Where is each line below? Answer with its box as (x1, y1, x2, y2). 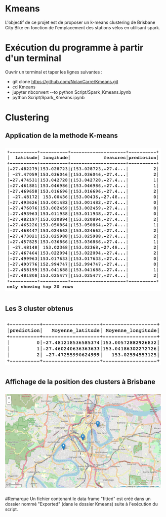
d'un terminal (5, 53, 62, 64)
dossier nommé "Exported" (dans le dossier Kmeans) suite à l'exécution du (5, 501, 158, 507)
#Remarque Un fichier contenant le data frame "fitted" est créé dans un (5, 496, 151, 502)
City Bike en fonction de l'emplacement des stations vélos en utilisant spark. (5, 24, 161, 30)
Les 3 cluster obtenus (5, 304, 74, 313)
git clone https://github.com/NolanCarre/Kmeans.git (12, 78, 119, 84)
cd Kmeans (12, 84, 36, 90)
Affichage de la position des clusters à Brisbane (5, 378, 156, 386)
